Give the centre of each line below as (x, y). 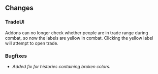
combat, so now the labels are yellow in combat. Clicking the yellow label (79, 38)
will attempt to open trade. (32, 43)
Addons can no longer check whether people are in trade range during (77, 33)
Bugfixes (16, 56)
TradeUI (15, 22)
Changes (19, 8)
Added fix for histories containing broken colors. (61, 66)
